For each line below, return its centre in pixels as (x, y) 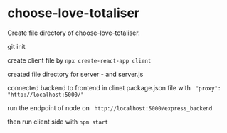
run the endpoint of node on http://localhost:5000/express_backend (110, 107)
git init (17, 46)
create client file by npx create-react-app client (79, 60)
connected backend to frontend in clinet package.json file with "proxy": (114, 87)
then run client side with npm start (58, 122)
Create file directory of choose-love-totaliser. (74, 33)
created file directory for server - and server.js (75, 74)
